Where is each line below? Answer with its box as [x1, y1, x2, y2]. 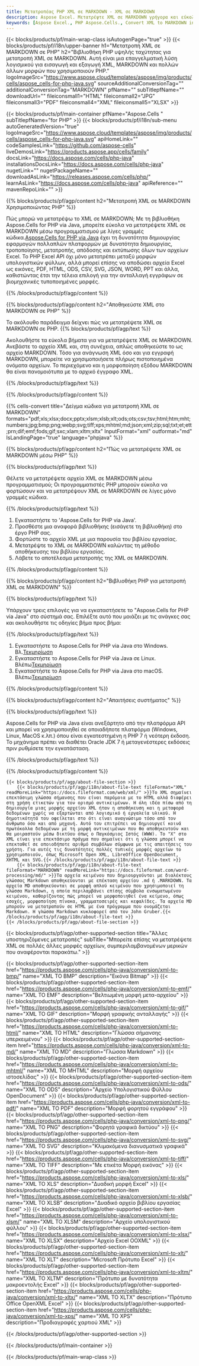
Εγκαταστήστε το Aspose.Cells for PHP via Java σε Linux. [14, 655, 156, 662]
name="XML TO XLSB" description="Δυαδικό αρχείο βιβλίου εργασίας [6, 1199, 181, 1207]
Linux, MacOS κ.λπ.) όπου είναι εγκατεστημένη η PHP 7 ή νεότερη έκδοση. [6, 732, 191, 740]
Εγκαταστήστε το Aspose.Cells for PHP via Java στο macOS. [14, 667, 163, 674]
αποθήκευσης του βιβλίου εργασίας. [14, 548, 105, 555]
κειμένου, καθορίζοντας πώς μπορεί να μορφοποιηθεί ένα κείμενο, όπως [6, 893, 184, 900]
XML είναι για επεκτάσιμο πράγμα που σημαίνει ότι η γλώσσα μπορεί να [6, 836, 184, 842]
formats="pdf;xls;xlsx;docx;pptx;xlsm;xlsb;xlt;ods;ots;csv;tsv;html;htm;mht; [6, 415, 191, 423]
